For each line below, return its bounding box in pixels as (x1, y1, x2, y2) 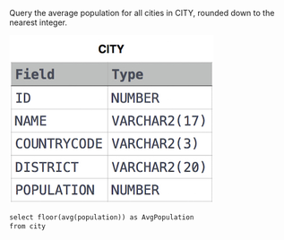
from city (9, 222, 47, 231)
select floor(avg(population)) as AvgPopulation (9, 213, 194, 222)
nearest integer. (9, 17, 67, 28)
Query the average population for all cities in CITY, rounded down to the (9, 8, 275, 18)
